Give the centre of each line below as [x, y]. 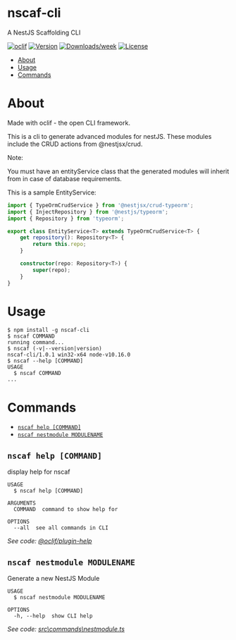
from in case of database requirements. [64, 178]
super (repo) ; [52, 270]
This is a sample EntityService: [52, 192]
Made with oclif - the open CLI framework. [69, 123]
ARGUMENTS [22, 503]
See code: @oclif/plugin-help [50, 541]
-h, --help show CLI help [53, 616]
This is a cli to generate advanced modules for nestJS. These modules [110, 136]
